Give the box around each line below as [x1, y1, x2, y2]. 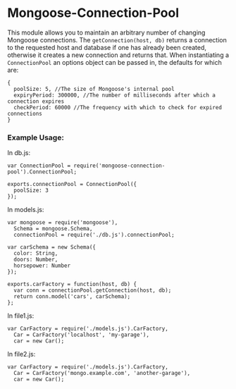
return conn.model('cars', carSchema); [13, 293, 131, 300]
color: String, [13, 250, 58, 257]
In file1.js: [7, 311, 35, 320]
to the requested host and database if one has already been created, [7, 43, 206, 51]
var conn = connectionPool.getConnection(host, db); [13, 287, 172, 294]
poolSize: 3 [13, 187, 49, 194]
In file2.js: [7, 350, 36, 359]
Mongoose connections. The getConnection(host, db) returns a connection [7, 35, 227, 44]
